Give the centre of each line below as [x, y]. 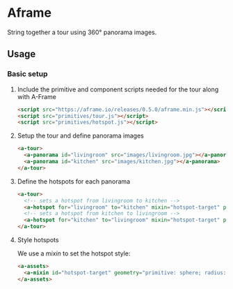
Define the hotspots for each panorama [74, 181]
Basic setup [27, 74]
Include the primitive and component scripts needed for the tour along [118, 89]
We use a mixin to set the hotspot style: [74, 253]
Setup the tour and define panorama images [80, 136]
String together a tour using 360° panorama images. [82, 32]
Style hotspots [38, 240]
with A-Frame [37, 96]
